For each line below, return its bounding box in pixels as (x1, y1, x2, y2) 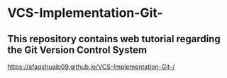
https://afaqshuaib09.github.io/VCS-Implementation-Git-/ (7, 63, 175, 71)
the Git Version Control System (7, 44, 148, 56)
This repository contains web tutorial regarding (7, 33, 221, 45)
